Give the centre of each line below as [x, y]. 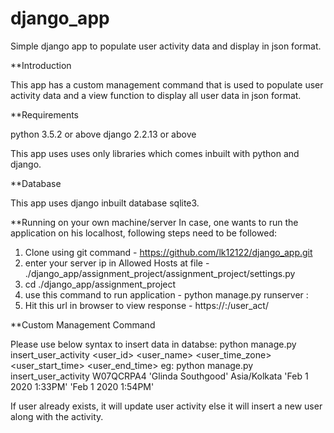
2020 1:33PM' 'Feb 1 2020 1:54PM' [82, 386]
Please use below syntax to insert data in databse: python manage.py [153, 344]
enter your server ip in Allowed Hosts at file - [117, 263]
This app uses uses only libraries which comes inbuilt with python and [155, 153]
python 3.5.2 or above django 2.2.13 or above [103, 134]
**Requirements [44, 114]
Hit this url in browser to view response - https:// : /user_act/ [146, 305]
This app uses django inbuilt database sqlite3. [105, 203]
